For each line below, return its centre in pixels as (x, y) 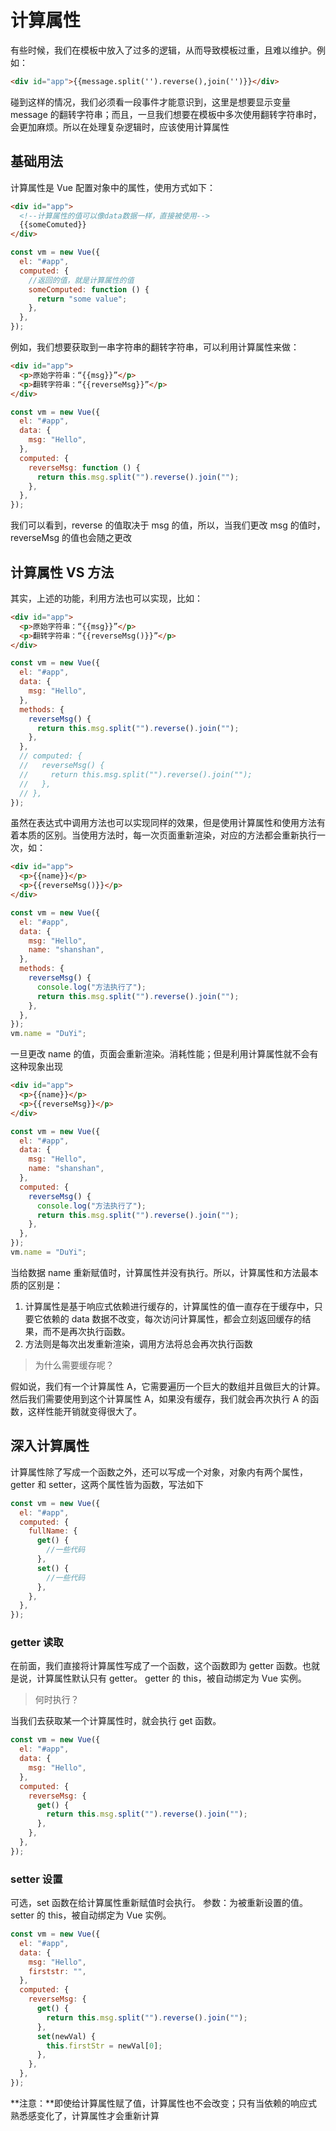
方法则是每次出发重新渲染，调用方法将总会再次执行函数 (138, 1343)
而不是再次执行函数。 (86, 1331)
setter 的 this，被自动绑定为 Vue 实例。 (91, 1915)
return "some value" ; (82, 299)
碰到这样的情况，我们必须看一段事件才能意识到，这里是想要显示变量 (150, 102)
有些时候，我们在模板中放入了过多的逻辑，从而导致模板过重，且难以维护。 (163, 50)
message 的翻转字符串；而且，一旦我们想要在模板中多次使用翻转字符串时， (166, 114)
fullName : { (53, 1531)
